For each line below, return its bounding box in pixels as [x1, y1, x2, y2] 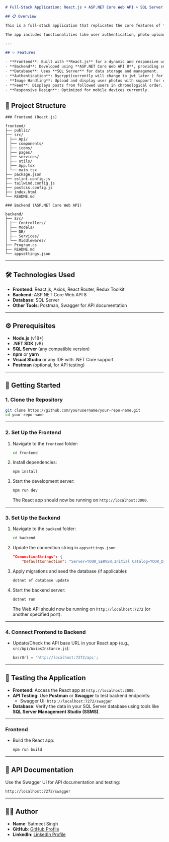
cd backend [12, 536, 36, 541]
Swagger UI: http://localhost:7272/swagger [20, 698, 113, 704]
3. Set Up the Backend [5, 514, 60, 522]
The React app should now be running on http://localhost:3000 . [12, 497, 148, 503]
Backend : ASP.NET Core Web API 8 [12, 292, 87, 297]
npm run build [12, 747, 42, 752]
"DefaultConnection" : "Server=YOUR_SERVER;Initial [22, 559, 130, 564]
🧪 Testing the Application [5, 674, 87, 682]
